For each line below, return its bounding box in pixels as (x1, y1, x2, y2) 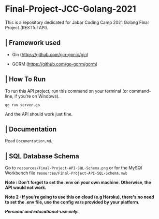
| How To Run (5, 75, 46, 84)
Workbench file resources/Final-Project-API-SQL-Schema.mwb (5, 170, 128, 176)
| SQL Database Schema (5, 152, 79, 160)
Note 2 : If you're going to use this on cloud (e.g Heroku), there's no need (5, 194, 155, 200)
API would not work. (5, 185, 47, 190)
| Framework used (5, 39, 61, 47)
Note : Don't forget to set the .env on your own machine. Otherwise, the (5, 180, 151, 185)
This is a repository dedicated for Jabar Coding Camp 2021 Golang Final (5, 19, 149, 25)
